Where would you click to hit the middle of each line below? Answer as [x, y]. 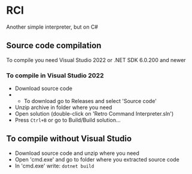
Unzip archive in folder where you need [63, 107]
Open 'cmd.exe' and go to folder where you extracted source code [97, 159]
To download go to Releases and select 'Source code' [90, 101]
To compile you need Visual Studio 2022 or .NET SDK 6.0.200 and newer [96, 60]
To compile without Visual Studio [69, 139]
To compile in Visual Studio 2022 [55, 75]
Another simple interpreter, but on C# [52, 27]
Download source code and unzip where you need [77, 153]
